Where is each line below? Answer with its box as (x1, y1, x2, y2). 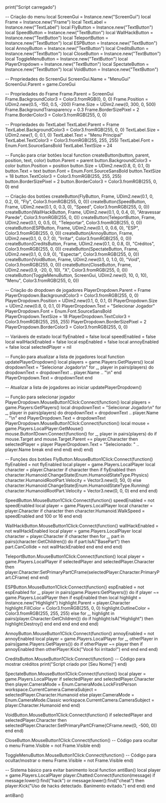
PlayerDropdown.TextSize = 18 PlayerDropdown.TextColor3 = (5, 314, 131, 319)
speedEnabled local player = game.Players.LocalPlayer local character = (5, 503, 153, 508)
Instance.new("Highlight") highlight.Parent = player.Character (5, 600, 130, 606)
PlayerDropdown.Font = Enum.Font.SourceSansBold (5, 308, 112, 314)
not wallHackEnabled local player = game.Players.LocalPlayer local (5, 528, 142, 534)
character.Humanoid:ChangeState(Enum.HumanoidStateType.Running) (5, 482, 150, 488)
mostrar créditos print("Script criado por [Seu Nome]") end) (5, 661, 127, 667)
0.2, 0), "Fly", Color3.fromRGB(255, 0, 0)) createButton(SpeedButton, (5, 199, 146, 205)
